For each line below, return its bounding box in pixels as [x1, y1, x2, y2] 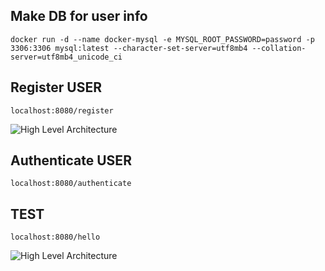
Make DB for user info [10, 8, 148, 25]
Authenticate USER [10, 152, 132, 169]
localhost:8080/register [10, 105, 114, 116]
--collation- [251, 43, 307, 53]
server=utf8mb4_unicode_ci [10, 52, 123, 62]
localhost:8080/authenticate [10, 179, 132, 189]
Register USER [10, 79, 102, 96]
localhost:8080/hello [10, 232, 101, 243]
